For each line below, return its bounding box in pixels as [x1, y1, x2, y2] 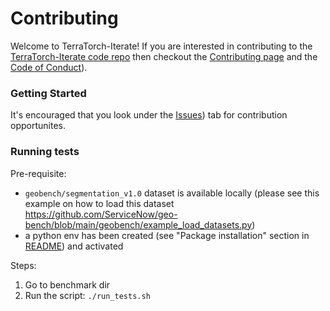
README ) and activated [24, 240, 124, 252]
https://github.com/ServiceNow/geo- [24, 208, 178, 220]
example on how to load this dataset [24, 197, 175, 209]
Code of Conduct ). [10, 61, 88, 73]
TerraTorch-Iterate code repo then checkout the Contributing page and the [10, 50, 318, 62]
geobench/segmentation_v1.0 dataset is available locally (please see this [24, 187, 320, 199]
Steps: [10, 259, 37, 271]
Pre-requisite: [10, 167, 67, 179]
